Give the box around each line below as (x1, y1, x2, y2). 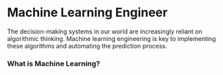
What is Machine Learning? (7, 59, 101, 68)
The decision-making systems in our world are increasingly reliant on (7, 27, 202, 35)
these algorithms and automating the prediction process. (7, 42, 167, 50)
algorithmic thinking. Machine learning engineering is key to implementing (7, 34, 216, 42)
